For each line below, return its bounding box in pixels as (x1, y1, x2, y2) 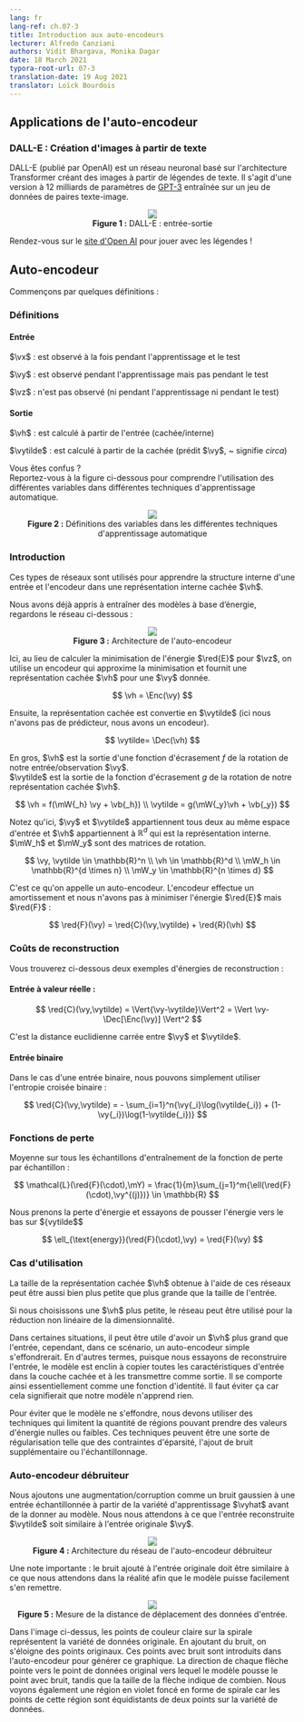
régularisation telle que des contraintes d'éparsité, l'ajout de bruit (9, 1437, 254, 1448)
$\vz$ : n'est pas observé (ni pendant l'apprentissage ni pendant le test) (9, 387, 279, 398)
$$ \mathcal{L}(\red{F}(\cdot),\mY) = (13, 1180, 153, 1190)
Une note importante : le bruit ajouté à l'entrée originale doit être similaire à (9, 1563, 289, 1573)
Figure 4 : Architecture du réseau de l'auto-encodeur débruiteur (33, 1546, 272, 1556)
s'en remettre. (9, 1582, 62, 1593)
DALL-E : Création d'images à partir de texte (9, 142, 207, 154)
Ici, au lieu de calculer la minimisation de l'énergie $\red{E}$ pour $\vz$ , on (9, 652, 292, 663)
